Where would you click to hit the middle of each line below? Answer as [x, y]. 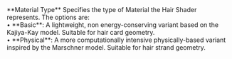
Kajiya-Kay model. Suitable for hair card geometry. [81, 32]
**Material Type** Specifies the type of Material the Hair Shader [102, 10]
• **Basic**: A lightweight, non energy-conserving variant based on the [112, 25]
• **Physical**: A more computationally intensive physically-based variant [116, 40]
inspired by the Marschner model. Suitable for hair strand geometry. [106, 47]
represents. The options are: [48, 17]
